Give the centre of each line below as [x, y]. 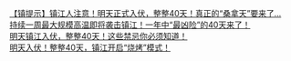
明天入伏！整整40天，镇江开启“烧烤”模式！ [90, 47]
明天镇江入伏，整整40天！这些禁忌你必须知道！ [99, 36]
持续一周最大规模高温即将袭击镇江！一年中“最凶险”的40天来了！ [130, 25]
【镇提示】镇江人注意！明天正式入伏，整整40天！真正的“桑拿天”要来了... [145, 13]
